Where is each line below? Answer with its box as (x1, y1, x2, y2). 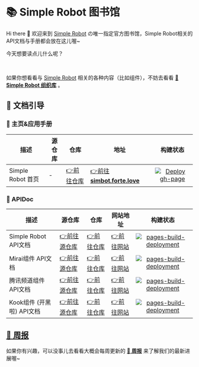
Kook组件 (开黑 (9, 298, 52, 306)
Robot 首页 (9, 175, 40, 183)
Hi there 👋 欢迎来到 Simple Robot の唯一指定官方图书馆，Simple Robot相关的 (6, 30, 193, 37)
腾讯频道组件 (9, 277, 46, 285)
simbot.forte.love (90, 176, 140, 185)
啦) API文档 (9, 307, 41, 315)
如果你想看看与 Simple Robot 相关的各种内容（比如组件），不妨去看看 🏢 (6, 74, 179, 81)
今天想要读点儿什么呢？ (6, 50, 63, 57)
